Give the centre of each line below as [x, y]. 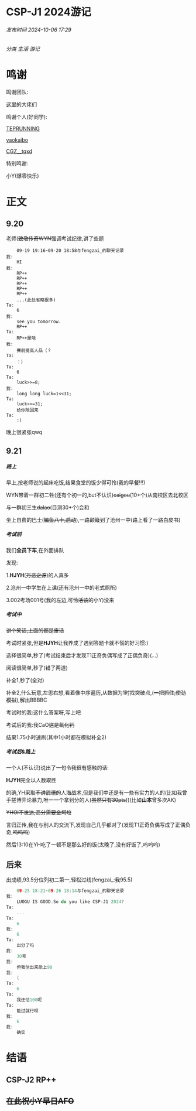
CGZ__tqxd [19, 151]
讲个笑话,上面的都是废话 [35, 630]
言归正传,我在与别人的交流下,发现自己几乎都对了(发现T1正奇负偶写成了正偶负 [98, 825]
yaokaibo [17, 140]
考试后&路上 [21, 752]
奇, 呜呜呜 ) [18, 832]
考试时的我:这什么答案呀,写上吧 [44, 712]
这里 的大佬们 [21, 105]
